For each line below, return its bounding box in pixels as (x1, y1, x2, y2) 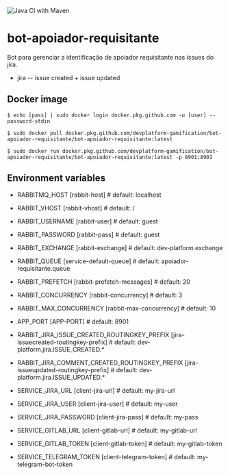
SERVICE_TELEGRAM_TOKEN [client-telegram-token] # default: (16, 452, 196, 461)
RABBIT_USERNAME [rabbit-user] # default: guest (16, 217, 159, 226)
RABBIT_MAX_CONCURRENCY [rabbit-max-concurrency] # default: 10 (16, 304, 216, 312)
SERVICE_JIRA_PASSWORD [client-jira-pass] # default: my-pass (16, 413, 199, 421)
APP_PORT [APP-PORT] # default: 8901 (16, 317, 129, 326)
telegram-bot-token (16, 460, 73, 468)
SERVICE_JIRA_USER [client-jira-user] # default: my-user (16, 400, 178, 408)
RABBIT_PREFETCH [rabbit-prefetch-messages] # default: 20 (16, 278, 190, 286)
